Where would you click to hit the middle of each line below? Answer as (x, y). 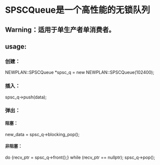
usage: (16, 46)
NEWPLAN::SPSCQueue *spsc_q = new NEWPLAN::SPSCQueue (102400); (80, 72)
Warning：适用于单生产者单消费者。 (60, 30)
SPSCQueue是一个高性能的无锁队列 (78, 10)
